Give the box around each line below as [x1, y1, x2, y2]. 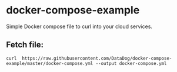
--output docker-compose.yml [95, 60, 167, 66]
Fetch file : [6, 40, 44, 50]
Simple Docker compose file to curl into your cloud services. [6, 23, 153, 30]
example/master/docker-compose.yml [6, 60, 93, 66]
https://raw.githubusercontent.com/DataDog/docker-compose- [21, 55, 172, 61]
